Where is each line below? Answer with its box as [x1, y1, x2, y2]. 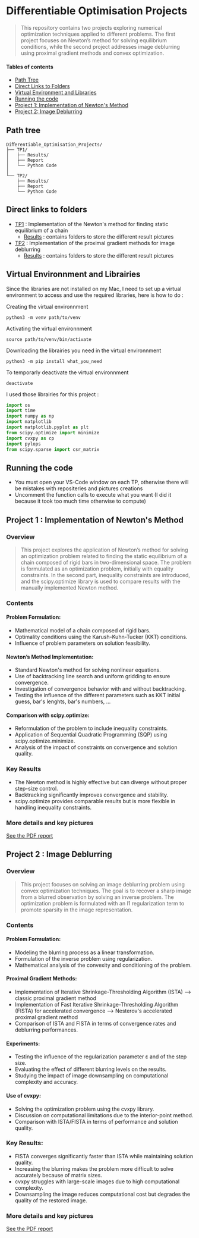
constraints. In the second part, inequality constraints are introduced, [20, 571, 190, 578]
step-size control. [14, 785, 58, 792]
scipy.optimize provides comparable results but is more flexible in [14, 797, 176, 804]
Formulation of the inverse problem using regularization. [14, 955, 153, 962]
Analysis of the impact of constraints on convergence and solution [14, 744, 178, 751]
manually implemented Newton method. [20, 584, 119, 591]
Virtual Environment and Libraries [14, 89, 97, 96]
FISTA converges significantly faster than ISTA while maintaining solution [14, 1152, 194, 1159]
